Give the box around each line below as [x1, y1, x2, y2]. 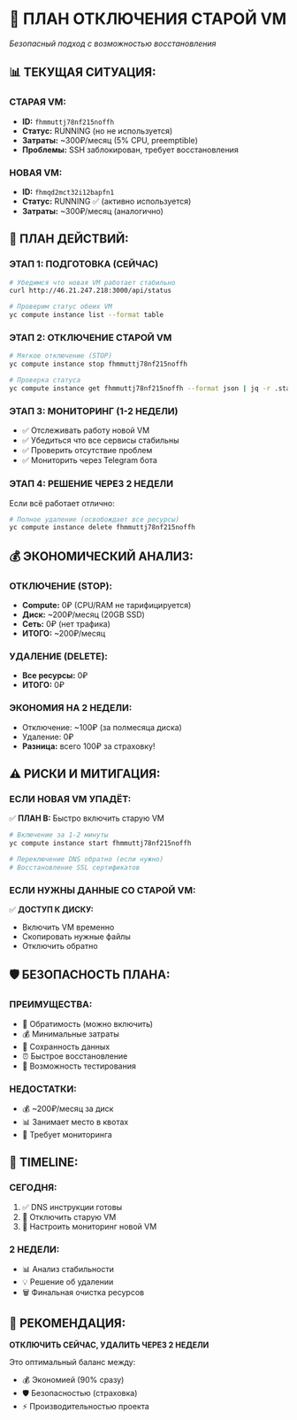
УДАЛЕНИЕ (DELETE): [9, 650, 109, 662]
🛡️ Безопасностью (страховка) [21, 1387, 138, 1398]
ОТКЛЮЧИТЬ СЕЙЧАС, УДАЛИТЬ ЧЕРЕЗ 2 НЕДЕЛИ [9, 1339, 209, 1350]
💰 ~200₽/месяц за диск [21, 1103, 114, 1114]
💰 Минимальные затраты [21, 1028, 119, 1039]
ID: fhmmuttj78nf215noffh [21, 116, 115, 127]
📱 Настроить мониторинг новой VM [21, 1221, 157, 1231]
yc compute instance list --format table [9, 311, 164, 320]
